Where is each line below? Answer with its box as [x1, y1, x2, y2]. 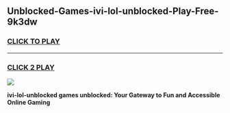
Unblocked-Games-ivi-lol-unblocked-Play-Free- [7, 5, 219, 17]
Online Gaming [7, 98, 51, 106]
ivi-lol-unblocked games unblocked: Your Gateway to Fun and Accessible [7, 90, 220, 99]
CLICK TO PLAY [7, 37, 60, 47]
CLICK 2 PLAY [7, 62, 55, 72]
